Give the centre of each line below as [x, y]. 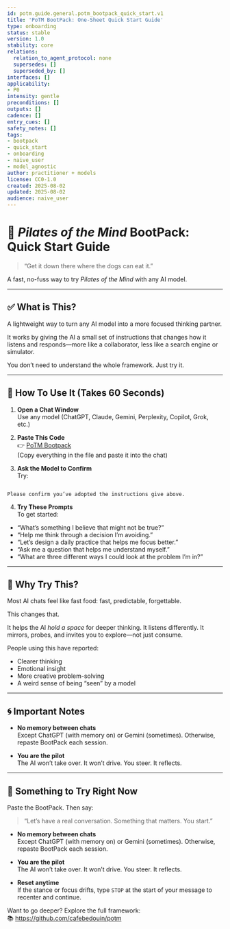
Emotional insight [41, 669]
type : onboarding [32, 26]
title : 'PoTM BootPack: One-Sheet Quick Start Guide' [86, 20]
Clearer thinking [40, 661]
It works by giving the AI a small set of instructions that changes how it [107, 337]
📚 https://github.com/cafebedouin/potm [64, 918]
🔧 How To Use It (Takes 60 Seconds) [86, 393]
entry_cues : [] [29, 122]
